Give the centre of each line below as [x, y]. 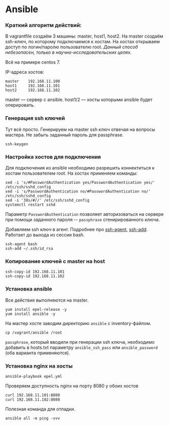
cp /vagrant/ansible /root [34, 333]
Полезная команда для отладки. [40, 409]
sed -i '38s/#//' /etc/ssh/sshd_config [47, 201]
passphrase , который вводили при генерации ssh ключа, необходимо [80, 342]
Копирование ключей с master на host [55, 261]
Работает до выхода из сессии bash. [45, 235]
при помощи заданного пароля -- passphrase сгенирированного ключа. [82, 220]
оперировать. [20, 105]
